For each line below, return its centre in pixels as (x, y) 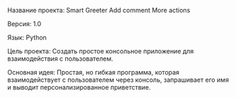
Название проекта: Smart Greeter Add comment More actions (99, 10)
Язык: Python (27, 37)
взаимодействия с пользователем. (60, 59)
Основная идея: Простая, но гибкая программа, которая (93, 72)
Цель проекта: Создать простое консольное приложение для (101, 51)
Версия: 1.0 (24, 24)
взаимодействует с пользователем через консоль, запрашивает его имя (118, 80)
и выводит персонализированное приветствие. (79, 87)
